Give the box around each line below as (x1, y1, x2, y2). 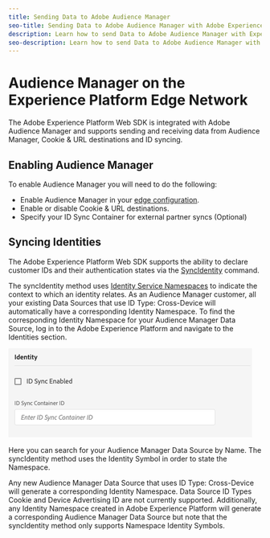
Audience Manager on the (8, 74, 186, 92)
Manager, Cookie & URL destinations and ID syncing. (8, 135, 183, 145)
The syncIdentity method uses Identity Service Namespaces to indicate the (8, 281, 258, 290)
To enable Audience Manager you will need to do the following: (8, 179, 218, 189)
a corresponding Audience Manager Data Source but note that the (8, 511, 227, 522)
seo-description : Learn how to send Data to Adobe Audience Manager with (8, 39, 261, 47)
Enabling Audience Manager (8, 158, 154, 172)
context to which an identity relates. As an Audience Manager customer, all (8, 290, 257, 299)
